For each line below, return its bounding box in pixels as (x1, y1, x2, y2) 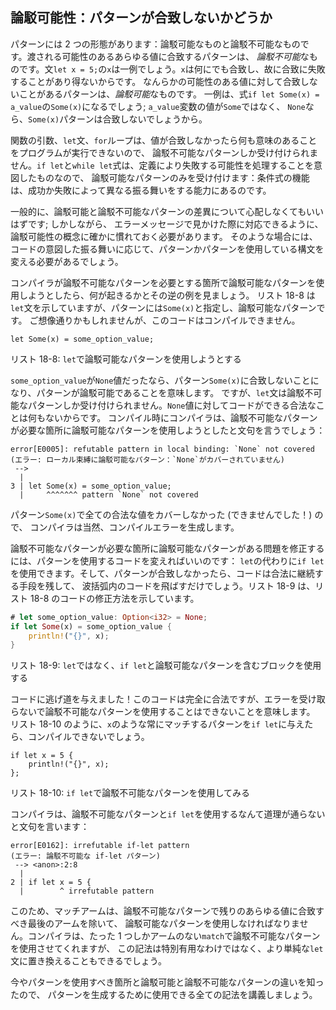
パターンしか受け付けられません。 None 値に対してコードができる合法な (27, 399, 317, 411)
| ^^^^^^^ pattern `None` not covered (19, 489, 199, 500)
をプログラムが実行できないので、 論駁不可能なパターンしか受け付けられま (10, 146, 319, 158)
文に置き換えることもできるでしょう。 (10, 955, 167, 967)
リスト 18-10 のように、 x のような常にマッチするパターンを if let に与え (10, 718, 305, 730)
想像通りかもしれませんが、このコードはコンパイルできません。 (38, 314, 301, 326)
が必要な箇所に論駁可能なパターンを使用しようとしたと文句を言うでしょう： (10, 424, 326, 436)
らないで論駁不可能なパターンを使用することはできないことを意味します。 (10, 706, 316, 718)
